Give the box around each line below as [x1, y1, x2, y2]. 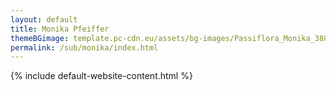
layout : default [10, 14, 78, 25]
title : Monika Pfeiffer [10, 24, 110, 34]
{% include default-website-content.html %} [10, 70, 193, 82]
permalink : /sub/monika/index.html [10, 42, 159, 53]
